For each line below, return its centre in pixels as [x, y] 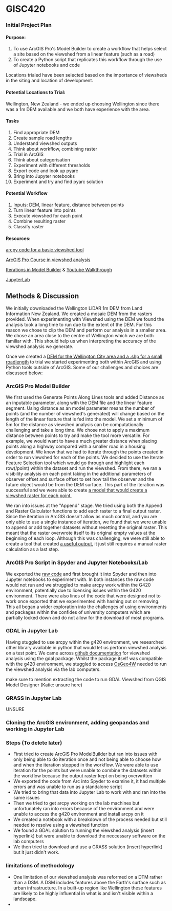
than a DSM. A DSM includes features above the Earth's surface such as [89, 882]
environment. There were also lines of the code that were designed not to [83, 596]
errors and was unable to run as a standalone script [68, 787]
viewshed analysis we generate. [40, 346]
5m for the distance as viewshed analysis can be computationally [75, 425]
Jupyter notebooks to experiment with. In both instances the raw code [80, 579]
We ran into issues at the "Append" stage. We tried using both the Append [84, 506]
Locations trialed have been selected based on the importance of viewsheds [87, 75]
